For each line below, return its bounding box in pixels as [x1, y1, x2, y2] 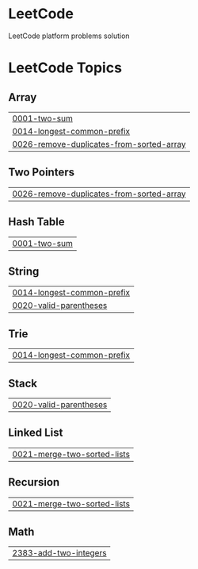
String [8, 264, 40, 278]
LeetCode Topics [8, 59, 123, 77]
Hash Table [8, 215, 65, 229]
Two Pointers [8, 166, 75, 179]
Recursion [8, 475, 60, 489]
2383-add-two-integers [12, 548, 107, 559]
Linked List [8, 426, 63, 440]
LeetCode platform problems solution [8, 31, 130, 40]
